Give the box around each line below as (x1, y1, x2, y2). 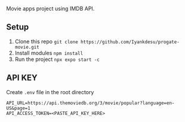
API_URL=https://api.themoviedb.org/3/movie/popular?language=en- (6, 100, 175, 106)
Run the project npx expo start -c (14, 56, 100, 63)
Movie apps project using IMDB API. (6, 5, 95, 12)
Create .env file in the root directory (6, 88, 94, 95)
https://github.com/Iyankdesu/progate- (80, 38, 180, 45)
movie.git (14, 44, 40, 50)
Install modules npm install (14, 49, 84, 56)
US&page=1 (6, 105, 31, 111)
